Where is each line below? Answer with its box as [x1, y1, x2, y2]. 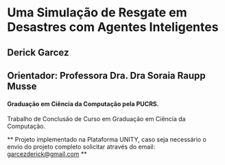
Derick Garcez [7, 47, 69, 58]
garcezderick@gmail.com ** [7, 150, 87, 158]
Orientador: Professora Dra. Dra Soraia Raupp [7, 70, 206, 81]
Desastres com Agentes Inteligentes [7, 19, 219, 35]
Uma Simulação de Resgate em [7, 5, 187, 21]
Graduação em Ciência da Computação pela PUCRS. [7, 99, 159, 107]
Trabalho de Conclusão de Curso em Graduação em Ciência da [7, 115, 186, 123]
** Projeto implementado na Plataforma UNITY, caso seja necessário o [7, 136, 207, 144]
